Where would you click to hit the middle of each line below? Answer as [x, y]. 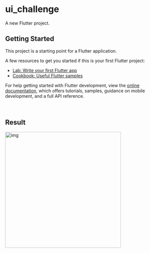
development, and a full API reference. [45, 96]
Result [15, 122]
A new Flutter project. [27, 23]
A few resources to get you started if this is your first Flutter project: [75, 61]
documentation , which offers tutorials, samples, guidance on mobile [75, 91]
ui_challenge [32, 9]
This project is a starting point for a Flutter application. [61, 51]
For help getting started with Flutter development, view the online [72, 85]
